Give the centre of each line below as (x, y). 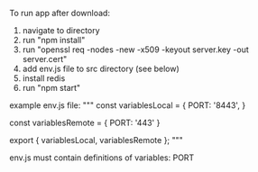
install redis (44, 78)
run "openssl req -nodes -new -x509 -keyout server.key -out (136, 50)
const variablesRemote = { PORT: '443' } (85, 122)
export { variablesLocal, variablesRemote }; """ (96, 140)
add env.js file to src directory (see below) (101, 68)
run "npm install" (54, 40)
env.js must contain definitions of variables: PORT (102, 158)
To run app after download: (60, 13)
